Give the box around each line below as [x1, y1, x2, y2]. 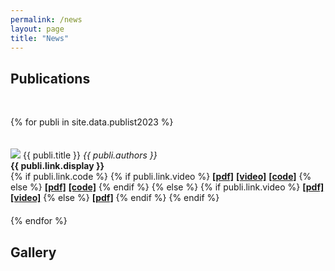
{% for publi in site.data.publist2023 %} [10, 116, 174, 128]
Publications [10, 70, 91, 87]
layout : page [10, 24, 65, 34]
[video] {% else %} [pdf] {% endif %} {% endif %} [10, 192, 220, 204]
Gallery [10, 244, 57, 261]
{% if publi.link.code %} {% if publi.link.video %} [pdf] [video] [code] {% [10, 171, 312, 183]
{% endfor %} [10, 215, 68, 227]
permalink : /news [10, 14, 83, 25]
